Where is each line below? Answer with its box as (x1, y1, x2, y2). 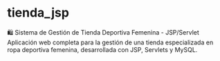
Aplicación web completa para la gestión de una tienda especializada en (7, 38, 214, 46)
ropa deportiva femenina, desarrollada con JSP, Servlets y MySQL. (7, 45, 198, 53)
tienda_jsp (7, 5, 69, 21)
